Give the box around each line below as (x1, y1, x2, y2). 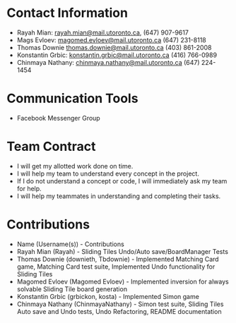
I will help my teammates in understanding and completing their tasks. (16, 192, 221, 200)
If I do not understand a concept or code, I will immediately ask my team (16, 176, 228, 185)
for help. (16, 184, 42, 193)
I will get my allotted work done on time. (16, 161, 134, 170)
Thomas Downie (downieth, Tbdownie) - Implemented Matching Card (16, 255, 220, 263)
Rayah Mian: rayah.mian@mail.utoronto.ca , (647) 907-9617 (16, 28, 189, 37)
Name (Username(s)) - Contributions (16, 240, 124, 248)
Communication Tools (6, 90, 138, 106)
